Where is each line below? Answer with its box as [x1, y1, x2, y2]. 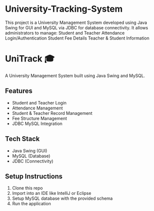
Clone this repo [12, 185, 43, 191]
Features [5, 87, 33, 95]
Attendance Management [12, 105, 63, 111]
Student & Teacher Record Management [12, 110, 93, 116]
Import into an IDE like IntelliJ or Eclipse [12, 190, 91, 196]
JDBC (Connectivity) [12, 158, 53, 164]
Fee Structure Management [12, 115, 67, 121]
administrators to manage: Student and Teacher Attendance [5, 30, 125, 36]
